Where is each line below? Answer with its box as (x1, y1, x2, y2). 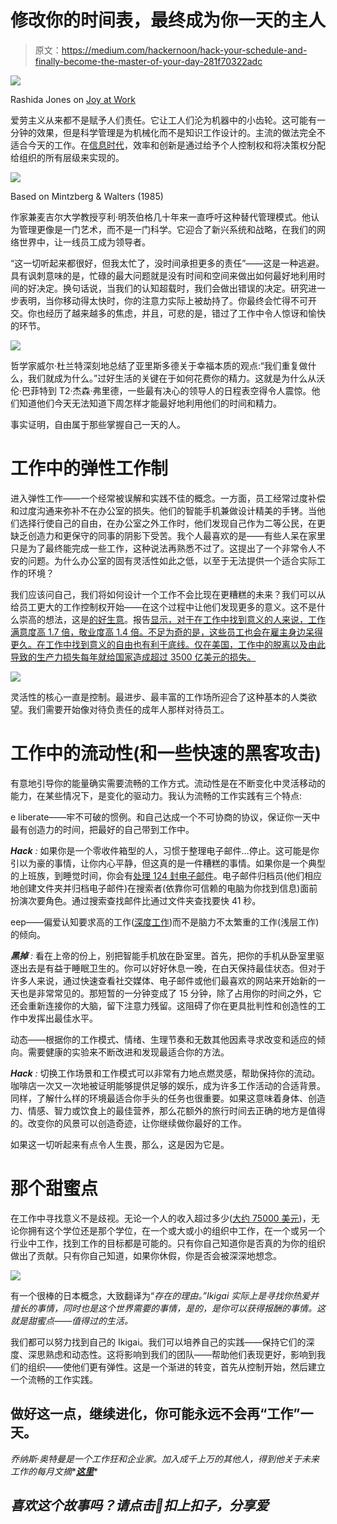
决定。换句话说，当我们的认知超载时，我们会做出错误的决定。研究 (36, 282, 308, 294)
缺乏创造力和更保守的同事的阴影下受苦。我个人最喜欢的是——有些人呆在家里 (10, 529, 326, 541)
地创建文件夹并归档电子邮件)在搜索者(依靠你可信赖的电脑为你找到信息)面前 (10, 882, 318, 894)
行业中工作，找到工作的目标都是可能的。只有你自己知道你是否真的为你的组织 (10, 1237, 326, 1249)
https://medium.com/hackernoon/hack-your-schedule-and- (61, 44, 308, 56)
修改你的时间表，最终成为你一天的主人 (10, 9, 327, 32)
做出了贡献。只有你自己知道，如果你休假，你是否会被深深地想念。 (10, 1249, 282, 1261)
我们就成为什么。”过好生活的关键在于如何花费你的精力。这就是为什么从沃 (27, 372, 326, 384)
